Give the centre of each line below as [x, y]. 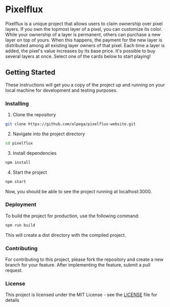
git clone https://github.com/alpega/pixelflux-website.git [71, 124]
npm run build [20, 225]
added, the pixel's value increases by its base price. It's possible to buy [80, 51]
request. [14, 271]
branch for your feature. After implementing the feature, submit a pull [78, 265]
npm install [18, 162]
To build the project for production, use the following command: [72, 216]
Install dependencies [35, 153]
